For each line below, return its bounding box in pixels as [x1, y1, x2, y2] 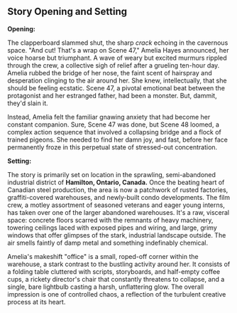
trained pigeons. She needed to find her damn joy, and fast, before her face [7, 135, 228, 144]
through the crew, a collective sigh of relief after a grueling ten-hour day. [7, 60, 220, 70]
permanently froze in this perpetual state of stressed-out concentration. [7, 142, 218, 152]
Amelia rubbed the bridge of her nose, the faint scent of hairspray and [7, 68, 212, 77]
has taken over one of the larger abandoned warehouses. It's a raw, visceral [7, 208, 230, 216]
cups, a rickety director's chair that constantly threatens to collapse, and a [7, 275, 225, 283]
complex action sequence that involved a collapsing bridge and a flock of [7, 127, 222, 136]
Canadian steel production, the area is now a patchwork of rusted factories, [7, 185, 228, 194]
